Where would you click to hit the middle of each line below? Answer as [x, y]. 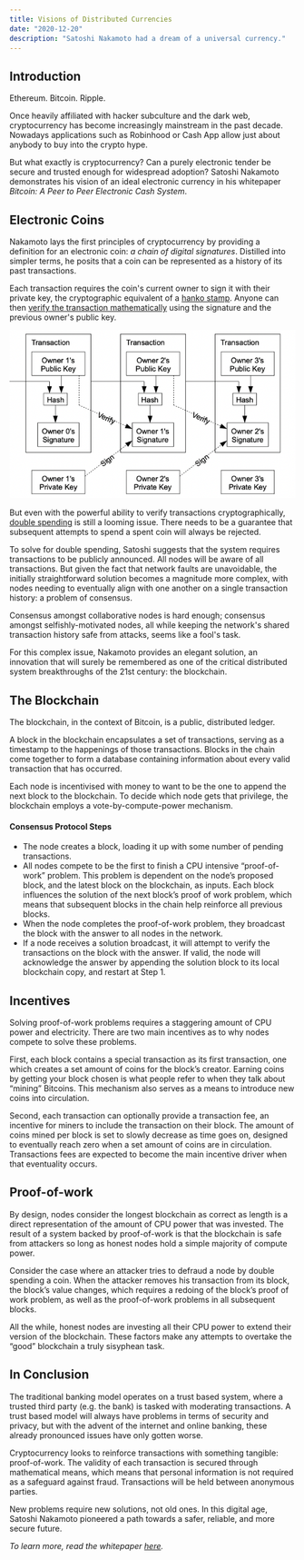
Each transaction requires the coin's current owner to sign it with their [140, 288]
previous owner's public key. [63, 317]
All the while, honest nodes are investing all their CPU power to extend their [151, 1326]
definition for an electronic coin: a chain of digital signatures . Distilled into [147, 251]
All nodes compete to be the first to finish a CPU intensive [131, 866]
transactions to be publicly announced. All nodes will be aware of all [137, 560]
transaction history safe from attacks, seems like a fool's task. [125, 635]
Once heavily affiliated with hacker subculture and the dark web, [130, 116]
